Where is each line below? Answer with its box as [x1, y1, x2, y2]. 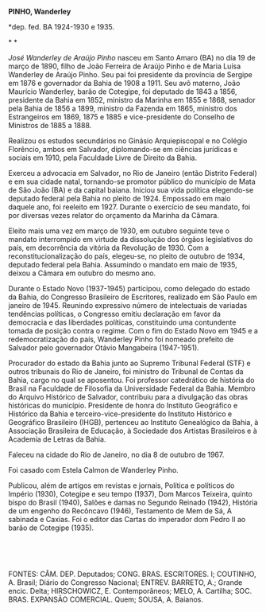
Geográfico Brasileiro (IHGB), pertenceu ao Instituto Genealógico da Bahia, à [8, 418, 259, 427]
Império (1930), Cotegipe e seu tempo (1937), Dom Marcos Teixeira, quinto [8, 489, 253, 498]
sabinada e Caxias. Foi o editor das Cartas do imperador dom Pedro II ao [8, 515, 246, 524]
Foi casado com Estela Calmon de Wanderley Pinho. [8, 466, 179, 474]
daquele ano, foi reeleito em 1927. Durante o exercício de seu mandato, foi [8, 202, 251, 212]
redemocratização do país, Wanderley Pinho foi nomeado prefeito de [8, 334, 234, 344]
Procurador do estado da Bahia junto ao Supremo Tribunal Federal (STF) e [8, 358, 252, 368]
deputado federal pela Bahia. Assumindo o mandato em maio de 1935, [8, 260, 237, 269]
